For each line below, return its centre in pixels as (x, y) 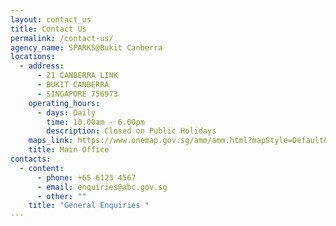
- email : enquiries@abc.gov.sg (102, 187)
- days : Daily (66, 112)
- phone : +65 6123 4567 (86, 177)
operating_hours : (64, 103)
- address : (42, 66)
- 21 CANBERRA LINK (77, 76)
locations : (33, 57)
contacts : (31, 159)
